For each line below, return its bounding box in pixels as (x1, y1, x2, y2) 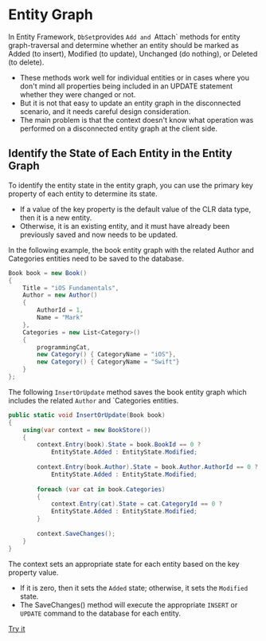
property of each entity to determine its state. (8, 189, 158, 199)
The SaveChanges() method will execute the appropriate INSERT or (19, 600, 238, 609)
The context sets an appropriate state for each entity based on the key (8, 559, 240, 568)
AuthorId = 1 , (37, 306, 84, 314)
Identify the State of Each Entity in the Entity (8, 147, 233, 160)
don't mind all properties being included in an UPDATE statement (19, 81, 233, 91)
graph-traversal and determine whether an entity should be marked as (8, 40, 239, 49)
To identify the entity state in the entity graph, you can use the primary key (8, 180, 253, 190)
